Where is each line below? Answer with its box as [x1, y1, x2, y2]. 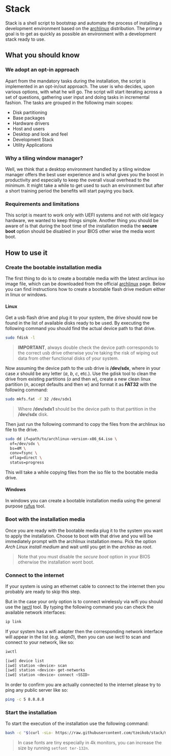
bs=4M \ [10, 446, 26, 451]
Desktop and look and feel [12, 131, 68, 137]
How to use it [5, 248, 48, 257]
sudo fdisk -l [5, 335, 36, 340]
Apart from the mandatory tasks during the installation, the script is [5, 77, 146, 84]
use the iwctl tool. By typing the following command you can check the [5, 604, 154, 610]
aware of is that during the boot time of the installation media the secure [5, 223, 157, 229]
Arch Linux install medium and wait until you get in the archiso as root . [5, 544, 153, 550]
